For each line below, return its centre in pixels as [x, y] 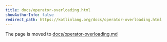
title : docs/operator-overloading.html [48, 10]
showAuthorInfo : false [30, 15]
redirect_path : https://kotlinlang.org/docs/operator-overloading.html [83, 19]
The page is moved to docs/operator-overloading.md [62, 34]
